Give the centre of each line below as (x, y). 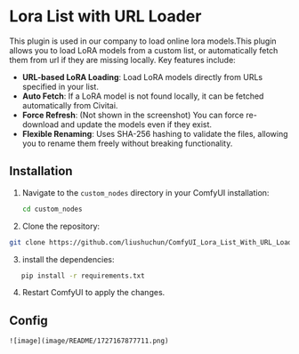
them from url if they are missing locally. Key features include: (122, 60)
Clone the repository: (61, 226)
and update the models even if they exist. (136, 124)
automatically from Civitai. (70, 105)
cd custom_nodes (52, 209)
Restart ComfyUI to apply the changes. (93, 293)
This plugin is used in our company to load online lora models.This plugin (143, 41)
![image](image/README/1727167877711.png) (89, 341)
